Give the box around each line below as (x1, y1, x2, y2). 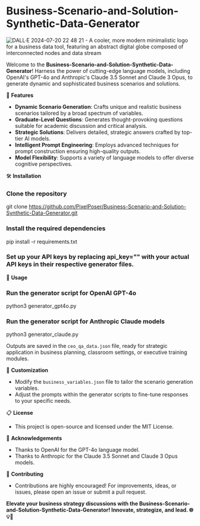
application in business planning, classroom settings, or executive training (6, 348, 187, 356)
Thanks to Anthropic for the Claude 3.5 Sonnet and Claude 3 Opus (14, 452, 178, 460)
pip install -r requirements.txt (6, 238, 77, 245)
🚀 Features (6, 91, 34, 99)
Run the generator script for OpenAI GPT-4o (6, 289, 137, 297)
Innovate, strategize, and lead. (111, 506, 189, 513)
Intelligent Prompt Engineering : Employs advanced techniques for (14, 141, 179, 148)
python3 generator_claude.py (6, 331, 79, 338)
